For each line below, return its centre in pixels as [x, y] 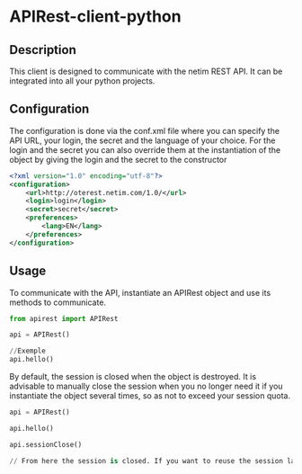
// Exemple [28, 351]
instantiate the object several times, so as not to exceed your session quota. [150, 396]
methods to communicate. [58, 302]
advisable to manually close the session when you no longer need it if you [146, 386]
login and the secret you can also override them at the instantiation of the [145, 149]
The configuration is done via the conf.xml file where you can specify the [145, 130]
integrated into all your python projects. [82, 81]
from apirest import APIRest [64, 318]
